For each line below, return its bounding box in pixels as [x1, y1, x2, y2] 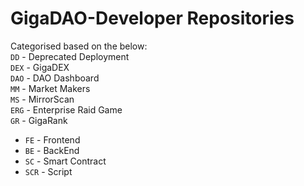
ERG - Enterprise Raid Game [10, 103, 123, 116]
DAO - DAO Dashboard [10, 72, 100, 84]
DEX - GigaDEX [10, 61, 70, 73]
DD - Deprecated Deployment [10, 50, 130, 62]
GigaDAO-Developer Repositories [10, 7, 295, 30]
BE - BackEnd [24, 144, 80, 156]
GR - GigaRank [10, 114, 68, 126]
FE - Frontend [24, 133, 81, 146]
